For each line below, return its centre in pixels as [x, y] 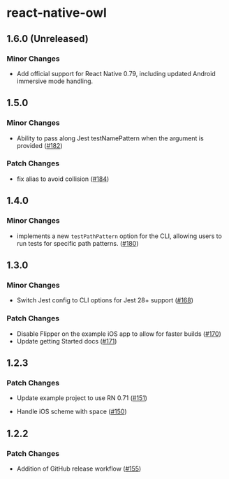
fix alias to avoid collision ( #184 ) [63, 179]
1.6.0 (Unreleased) [47, 39]
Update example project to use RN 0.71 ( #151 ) [82, 398]
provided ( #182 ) [40, 145]
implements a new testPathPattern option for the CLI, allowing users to [119, 236]
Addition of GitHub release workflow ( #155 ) [79, 469]
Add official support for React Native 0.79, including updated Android [116, 73]
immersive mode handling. [55, 81]
